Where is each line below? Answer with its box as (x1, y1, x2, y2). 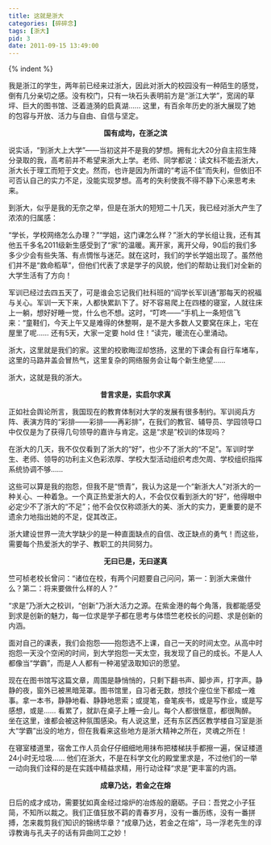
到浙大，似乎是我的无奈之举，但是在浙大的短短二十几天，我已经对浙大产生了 (8, 203, 263, 212)
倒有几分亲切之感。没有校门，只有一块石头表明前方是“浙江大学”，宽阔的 (8, 90, 248, 101)
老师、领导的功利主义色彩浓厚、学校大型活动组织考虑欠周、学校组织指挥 (22, 454, 263, 465)
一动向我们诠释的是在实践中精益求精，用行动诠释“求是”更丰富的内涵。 (8, 763, 241, 773)
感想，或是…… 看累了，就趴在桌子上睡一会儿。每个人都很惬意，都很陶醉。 (8, 706, 256, 716)
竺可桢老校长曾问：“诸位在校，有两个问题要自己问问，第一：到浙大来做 (8, 574, 245, 583)
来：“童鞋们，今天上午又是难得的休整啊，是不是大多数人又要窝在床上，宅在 (8, 318, 260, 328)
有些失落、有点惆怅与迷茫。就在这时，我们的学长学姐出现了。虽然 (35, 250, 256, 260)
